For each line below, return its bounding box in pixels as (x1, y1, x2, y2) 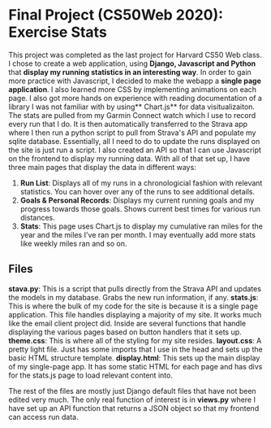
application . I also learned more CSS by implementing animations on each (8, 84, 257, 94)
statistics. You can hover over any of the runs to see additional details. (19, 186, 256, 196)
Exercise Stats (8, 23, 107, 41)
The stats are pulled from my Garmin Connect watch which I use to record (8, 110, 256, 120)
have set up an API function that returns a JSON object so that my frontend (8, 403, 260, 413)
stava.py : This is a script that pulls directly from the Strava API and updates (8, 283, 262, 294)
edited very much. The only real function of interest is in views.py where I (8, 395, 256, 404)
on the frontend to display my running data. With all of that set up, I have (8, 153, 251, 164)
